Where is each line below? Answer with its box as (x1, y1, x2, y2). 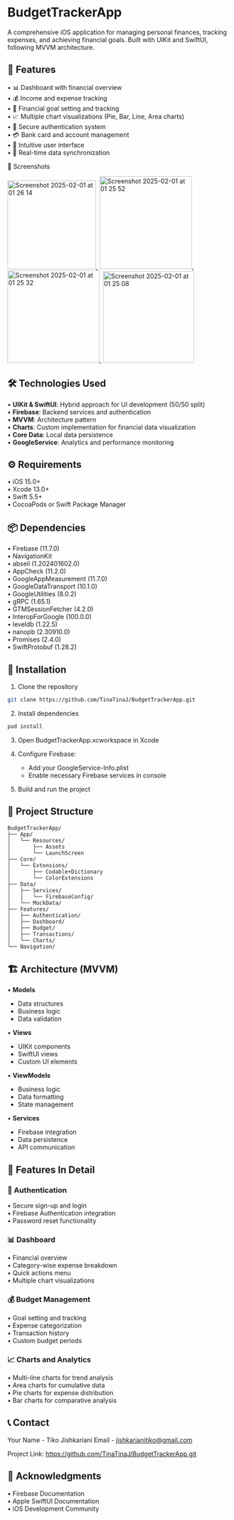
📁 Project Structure (7, 805, 94, 817)
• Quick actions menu (7, 1269, 71, 1277)
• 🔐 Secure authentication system (7, 122, 106, 131)
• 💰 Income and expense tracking (7, 93, 108, 102)
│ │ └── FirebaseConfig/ (7, 893, 94, 900)
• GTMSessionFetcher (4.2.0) (7, 605, 94, 613)
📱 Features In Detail (7, 1163, 95, 1175)
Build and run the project (17, 785, 91, 793)
